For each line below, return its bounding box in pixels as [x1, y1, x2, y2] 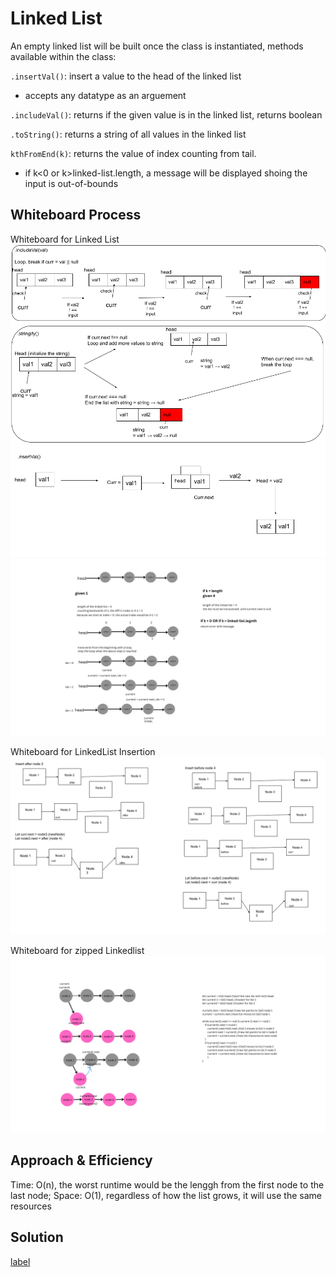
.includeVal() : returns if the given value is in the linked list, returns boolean [10, 108, 323, 121]
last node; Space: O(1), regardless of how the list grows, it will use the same [10, 1189, 322, 1201]
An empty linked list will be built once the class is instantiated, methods [10, 40, 304, 52]
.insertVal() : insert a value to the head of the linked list [10, 70, 242, 82]
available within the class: [10, 50, 117, 62]
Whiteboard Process [10, 207, 142, 224]
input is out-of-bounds [24, 177, 119, 189]
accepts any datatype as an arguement [24, 89, 187, 101]
